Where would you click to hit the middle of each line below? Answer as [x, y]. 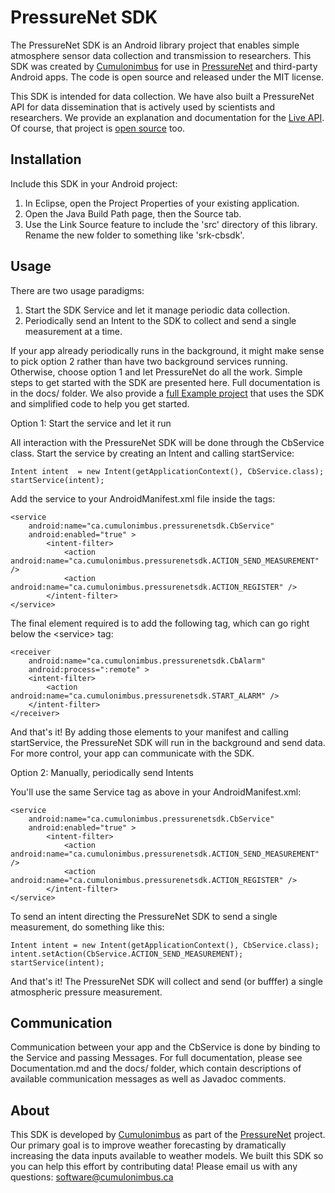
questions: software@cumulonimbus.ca [92, 1177]
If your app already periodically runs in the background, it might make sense [167, 350]
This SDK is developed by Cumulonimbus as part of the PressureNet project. [168, 1135]
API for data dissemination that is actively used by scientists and [143, 107]
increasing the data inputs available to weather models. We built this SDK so [167, 1156]
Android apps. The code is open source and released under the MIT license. [167, 77]
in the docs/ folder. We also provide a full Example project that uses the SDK [167, 393]
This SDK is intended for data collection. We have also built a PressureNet [162, 96]
